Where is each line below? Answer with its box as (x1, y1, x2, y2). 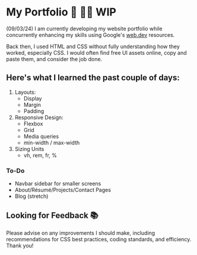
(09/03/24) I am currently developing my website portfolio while (6, 25, 163, 32)
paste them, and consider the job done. (6, 55, 103, 62)
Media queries (23, 133, 59, 140)
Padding (23, 107, 45, 115)
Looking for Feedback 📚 (6, 210, 99, 221)
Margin (23, 101, 42, 108)
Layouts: (14, 89, 36, 96)
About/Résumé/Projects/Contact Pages (14, 187, 112, 194)
